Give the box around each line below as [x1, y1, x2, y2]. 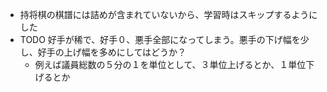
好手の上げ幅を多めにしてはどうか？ [37, 46, 187, 58]
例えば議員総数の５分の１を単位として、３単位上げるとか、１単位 [34, 59, 307, 70]
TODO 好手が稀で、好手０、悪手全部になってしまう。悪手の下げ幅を [19, 34, 301, 45]
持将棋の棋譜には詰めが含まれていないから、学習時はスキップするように [19, 9, 318, 20]
